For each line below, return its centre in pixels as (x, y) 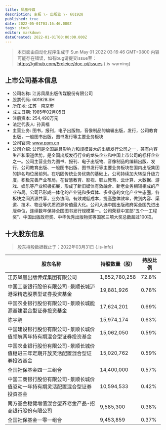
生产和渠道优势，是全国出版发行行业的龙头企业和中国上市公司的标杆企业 (86, 155)
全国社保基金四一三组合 (35, 370)
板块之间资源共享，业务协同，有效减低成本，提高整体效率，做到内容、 (84, 198)
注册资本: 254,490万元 (35, 118)
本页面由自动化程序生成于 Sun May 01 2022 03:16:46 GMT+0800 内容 (88, 52)
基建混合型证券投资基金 (40, 310)
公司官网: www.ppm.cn (36, 143)
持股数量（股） (118, 264)
